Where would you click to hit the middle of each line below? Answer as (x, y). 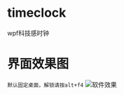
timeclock (37, 13)
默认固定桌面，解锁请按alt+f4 (46, 85)
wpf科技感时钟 (28, 33)
